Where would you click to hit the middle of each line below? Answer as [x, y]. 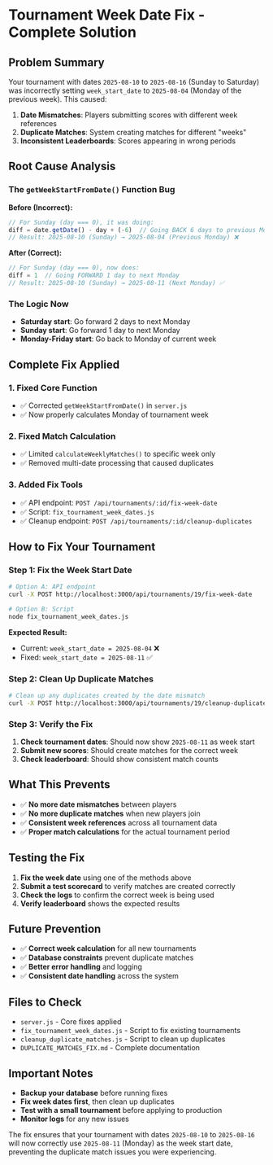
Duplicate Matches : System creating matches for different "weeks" [133, 132]
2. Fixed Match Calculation [62, 436]
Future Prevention [55, 929]
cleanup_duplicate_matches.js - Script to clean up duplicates [123, 1039]
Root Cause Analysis [62, 166]
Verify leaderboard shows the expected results [100, 903]
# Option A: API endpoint [52, 587]
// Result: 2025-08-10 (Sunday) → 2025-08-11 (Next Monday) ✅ [117, 283]
